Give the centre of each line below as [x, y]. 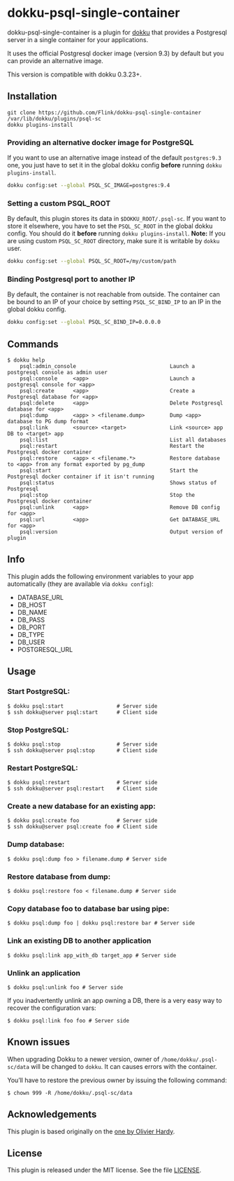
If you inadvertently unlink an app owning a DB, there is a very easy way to [115, 1000]
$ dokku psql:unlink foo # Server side [65, 987]
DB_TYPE [31, 634]
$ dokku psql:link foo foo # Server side [68, 1020]
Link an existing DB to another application [79, 941]
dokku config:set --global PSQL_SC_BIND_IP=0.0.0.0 [84, 322]
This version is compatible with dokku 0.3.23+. [74, 74]
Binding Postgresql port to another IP [71, 280]
